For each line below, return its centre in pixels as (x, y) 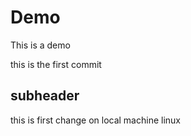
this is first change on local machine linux (95, 120)
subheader (45, 96)
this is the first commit (56, 64)
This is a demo (40, 45)
